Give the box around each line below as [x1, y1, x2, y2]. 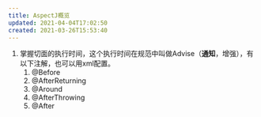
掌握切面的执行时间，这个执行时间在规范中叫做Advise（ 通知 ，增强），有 [19, 49, 254, 58]
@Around [31, 85, 63, 94]
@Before [31, 68, 61, 77]
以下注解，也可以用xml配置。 [19, 58, 115, 68]
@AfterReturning [31, 76, 87, 85]
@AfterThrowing [31, 92, 85, 103]
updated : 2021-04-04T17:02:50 [8, 19, 108, 27]
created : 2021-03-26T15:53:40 [8, 26, 108, 34]
